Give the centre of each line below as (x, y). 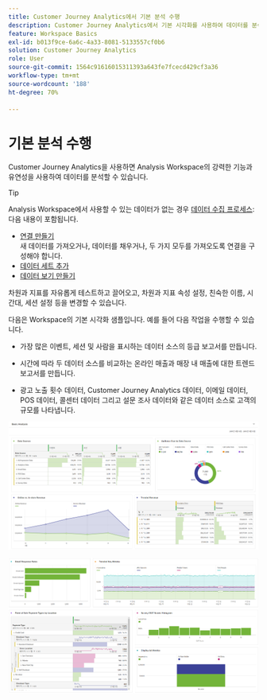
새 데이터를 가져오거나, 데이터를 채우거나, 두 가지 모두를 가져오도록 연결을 (133, 246)
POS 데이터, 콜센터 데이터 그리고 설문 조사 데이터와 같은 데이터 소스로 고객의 (138, 400)
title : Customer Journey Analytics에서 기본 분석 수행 (94, 17)
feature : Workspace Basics (53, 33)
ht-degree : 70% (33, 92)
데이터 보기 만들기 (47, 276)
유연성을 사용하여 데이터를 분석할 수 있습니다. (78, 177)
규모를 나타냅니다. (47, 410)
